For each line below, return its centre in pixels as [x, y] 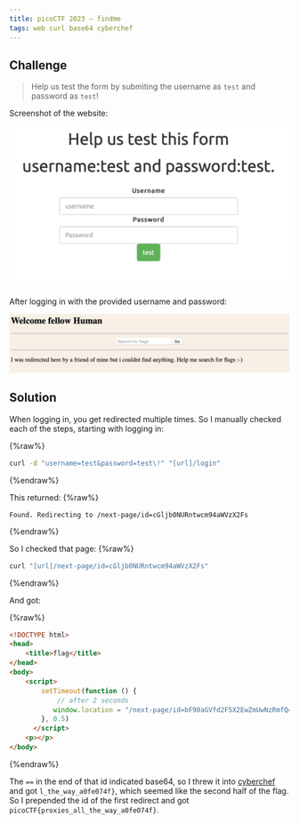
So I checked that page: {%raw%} [72, 548]
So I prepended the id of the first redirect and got [99, 800]
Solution [33, 398]
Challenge [38, 65]
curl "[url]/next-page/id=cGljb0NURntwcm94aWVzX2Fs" [109, 566]
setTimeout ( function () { [89, 691]
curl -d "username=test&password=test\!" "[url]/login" [115, 463]
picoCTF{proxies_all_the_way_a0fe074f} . [84, 810]
